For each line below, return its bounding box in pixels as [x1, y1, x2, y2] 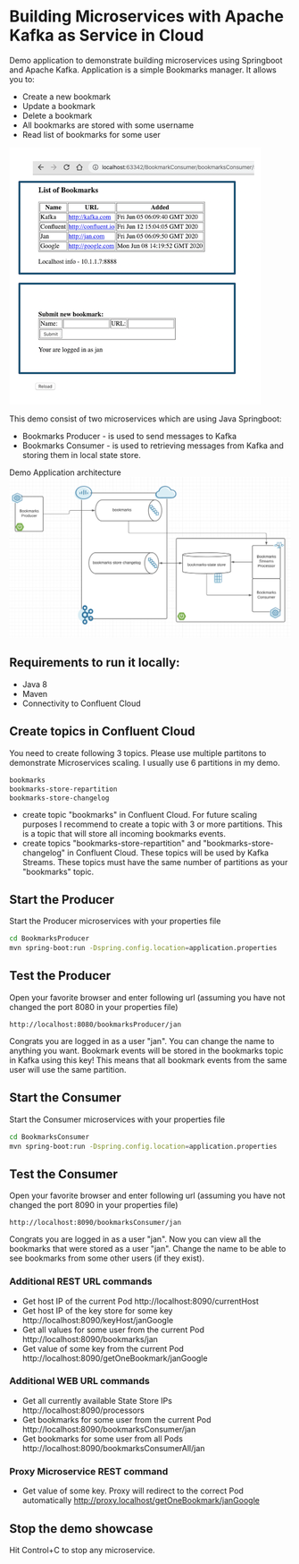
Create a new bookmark [21, 91, 112, 102]
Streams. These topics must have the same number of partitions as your [21, 856, 288, 867]
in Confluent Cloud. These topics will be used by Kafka [66, 847, 270, 858]
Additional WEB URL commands [9, 1375, 150, 1388]
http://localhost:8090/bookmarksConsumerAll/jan [21, 1442, 205, 1453]
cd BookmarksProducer [9, 934, 90, 943]
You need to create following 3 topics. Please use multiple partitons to [9, 747, 267, 758]
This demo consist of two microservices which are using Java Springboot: [9, 413, 283, 424]
